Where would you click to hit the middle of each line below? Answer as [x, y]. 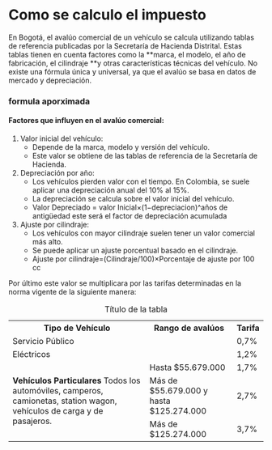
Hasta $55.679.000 [187, 367]
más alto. [47, 242]
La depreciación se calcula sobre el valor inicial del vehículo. [133, 199]
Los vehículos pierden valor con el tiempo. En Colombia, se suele [141, 182]
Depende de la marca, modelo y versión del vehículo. [121, 147]
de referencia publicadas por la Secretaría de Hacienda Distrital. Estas [125, 45]
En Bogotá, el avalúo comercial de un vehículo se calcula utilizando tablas [132, 37]
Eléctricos [32, 354]
